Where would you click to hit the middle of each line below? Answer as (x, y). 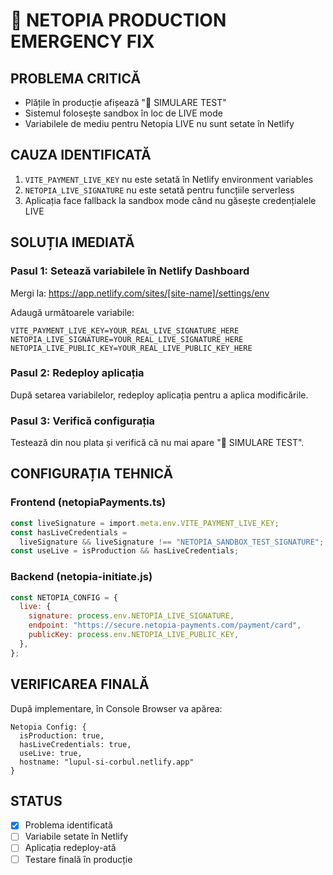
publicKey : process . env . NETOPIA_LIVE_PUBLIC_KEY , (134, 635)
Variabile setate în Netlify (76, 836)
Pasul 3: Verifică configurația (83, 421)
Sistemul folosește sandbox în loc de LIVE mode (123, 113)
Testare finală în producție (78, 859)
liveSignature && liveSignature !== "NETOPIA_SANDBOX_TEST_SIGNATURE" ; (172, 542)
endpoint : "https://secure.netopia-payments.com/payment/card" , (165, 625)
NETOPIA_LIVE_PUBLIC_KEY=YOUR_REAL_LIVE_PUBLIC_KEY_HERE (131, 348)
